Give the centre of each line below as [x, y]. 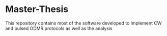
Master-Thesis [37, 9]
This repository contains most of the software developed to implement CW [83, 23]
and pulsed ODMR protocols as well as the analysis [59, 28]
